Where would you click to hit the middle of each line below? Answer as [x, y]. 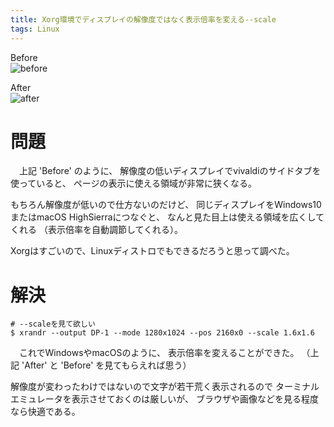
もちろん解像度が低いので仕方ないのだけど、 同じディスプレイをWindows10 [166, 205]
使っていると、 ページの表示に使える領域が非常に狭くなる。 [133, 183]
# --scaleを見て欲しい [53, 324]
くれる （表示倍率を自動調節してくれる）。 [97, 230]
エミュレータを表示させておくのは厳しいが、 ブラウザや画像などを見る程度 [164, 399]
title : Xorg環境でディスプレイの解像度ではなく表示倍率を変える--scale [143, 19]
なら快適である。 [45, 412]
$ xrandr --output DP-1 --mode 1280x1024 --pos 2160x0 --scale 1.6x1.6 [162, 333]
